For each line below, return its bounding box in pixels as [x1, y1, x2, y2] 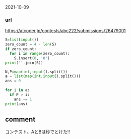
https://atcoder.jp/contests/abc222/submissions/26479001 [5, 28, 126, 34]
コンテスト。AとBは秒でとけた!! [5, 129, 70, 135]
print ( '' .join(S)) [5, 60, 43, 65]
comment [5, 115, 36, 123]
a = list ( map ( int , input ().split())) [5, 74, 81, 79]
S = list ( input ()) [5, 37, 39, 43]
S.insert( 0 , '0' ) [14, 55, 50, 61]
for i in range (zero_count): [9, 51, 70, 56]
